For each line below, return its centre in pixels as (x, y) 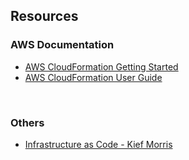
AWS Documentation (62, 45)
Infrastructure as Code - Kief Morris (98, 144)
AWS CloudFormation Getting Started (101, 66)
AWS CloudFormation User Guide (93, 77)
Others (27, 122)
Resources (44, 16)
